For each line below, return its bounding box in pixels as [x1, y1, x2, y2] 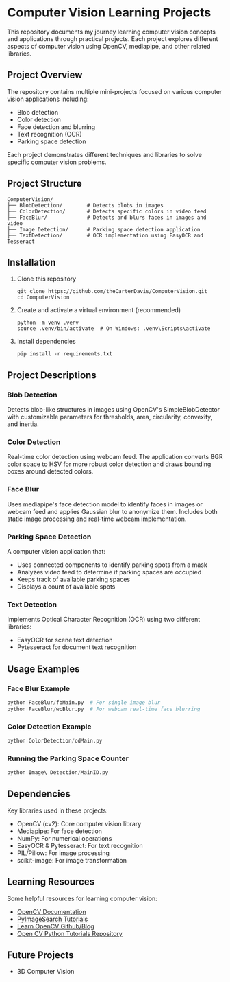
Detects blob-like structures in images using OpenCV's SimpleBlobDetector [7, 406, 220, 414]
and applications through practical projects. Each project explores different [7, 34, 218, 43]
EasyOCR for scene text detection [16, 636, 113, 644]
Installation [7, 256, 56, 268]
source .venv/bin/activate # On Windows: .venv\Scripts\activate [16, 325, 211, 332]
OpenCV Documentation [16, 907, 86, 915]
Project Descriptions [7, 369, 97, 381]
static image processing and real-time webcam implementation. [7, 515, 187, 523]
